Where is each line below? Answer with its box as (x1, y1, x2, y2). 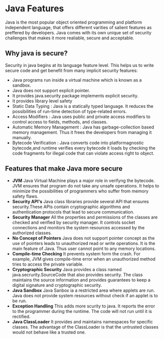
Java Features (5, 3, 64, 14)
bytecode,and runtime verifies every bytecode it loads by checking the (12, 145, 156, 151)
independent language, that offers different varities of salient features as (5, 24, 152, 30)
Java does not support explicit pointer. (12, 87, 90, 93)
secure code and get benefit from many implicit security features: (5, 67, 138, 73)
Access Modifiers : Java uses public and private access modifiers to (12, 114, 151, 120)
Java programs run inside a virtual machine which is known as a (12, 77, 142, 83)
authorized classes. (12, 230, 52, 236)
